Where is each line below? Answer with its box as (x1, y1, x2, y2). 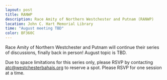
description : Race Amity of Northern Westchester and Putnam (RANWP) (5, 16, 154, 21)
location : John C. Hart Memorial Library (5, 21, 94, 26)
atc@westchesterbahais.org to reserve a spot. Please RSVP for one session (5, 64, 162, 70)
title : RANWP (5, 12, 33, 17)
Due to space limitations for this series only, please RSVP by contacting (5, 59, 153, 65)
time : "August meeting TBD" (5, 26, 64, 31)
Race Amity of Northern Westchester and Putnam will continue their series (5, 44, 159, 50)
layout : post (5, 7, 33, 12)
